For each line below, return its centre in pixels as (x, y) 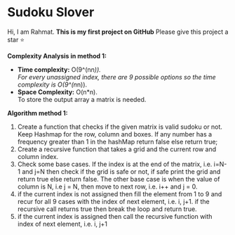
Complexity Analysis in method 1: (57, 56)
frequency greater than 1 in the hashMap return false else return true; (117, 141)
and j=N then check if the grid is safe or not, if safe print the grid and (121, 171)
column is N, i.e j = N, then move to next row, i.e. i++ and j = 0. (107, 186)
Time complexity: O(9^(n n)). (59, 69)
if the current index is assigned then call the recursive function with (115, 216)
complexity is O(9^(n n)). (52, 84)
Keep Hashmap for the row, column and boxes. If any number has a (115, 134)
